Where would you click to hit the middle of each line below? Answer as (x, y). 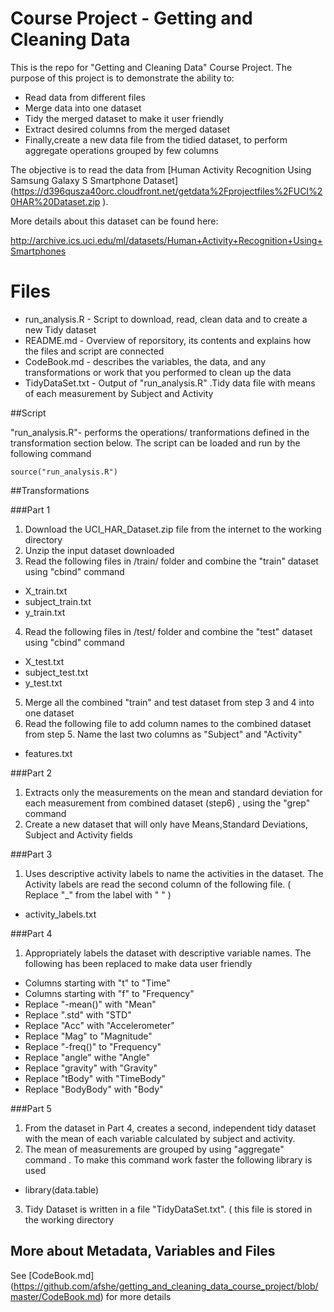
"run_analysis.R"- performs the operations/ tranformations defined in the (160, 432)
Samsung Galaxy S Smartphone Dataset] (94, 180)
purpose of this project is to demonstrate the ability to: (122, 78)
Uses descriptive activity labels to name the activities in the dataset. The (174, 873)
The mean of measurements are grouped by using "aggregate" (154, 1149)
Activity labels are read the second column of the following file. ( (158, 884)
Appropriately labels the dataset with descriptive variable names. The (168, 953)
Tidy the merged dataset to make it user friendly (124, 118)
